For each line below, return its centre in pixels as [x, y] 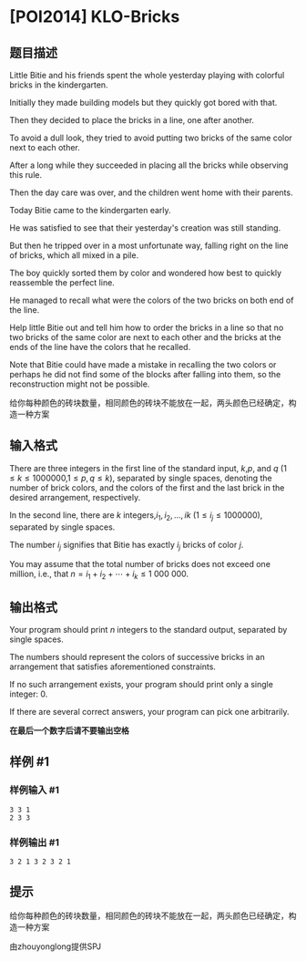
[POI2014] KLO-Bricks [95, 17]
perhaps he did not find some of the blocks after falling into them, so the [145, 374]
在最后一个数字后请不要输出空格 [69, 730]
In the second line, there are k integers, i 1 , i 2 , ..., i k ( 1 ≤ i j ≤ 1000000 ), [136, 516]
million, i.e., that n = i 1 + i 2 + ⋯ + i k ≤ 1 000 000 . [99, 575]
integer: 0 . [29, 694]
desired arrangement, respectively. [75, 497]
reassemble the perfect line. [62, 283]
